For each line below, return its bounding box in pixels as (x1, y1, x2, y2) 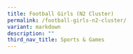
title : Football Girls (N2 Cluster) (7, 10, 114, 18)
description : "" (7, 29, 55, 37)
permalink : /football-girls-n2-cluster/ (7, 17, 127, 24)
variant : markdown (7, 23, 61, 30)
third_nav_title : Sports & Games (7, 36, 105, 43)
